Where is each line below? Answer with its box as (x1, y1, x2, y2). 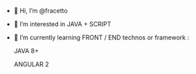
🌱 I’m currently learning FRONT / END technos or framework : (13, 33, 190, 41)
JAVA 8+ (13, 47, 39, 55)
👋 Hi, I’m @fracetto (13, 7, 68, 15)
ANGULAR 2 (13, 60, 49, 68)
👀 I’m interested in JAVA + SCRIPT (13, 20, 112, 28)
